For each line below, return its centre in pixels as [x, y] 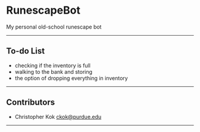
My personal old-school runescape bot [54, 27]
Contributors [31, 103]
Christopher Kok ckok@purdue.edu [58, 117]
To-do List [26, 51]
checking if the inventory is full [53, 65]
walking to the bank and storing [54, 71]
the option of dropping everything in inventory [71, 78]
